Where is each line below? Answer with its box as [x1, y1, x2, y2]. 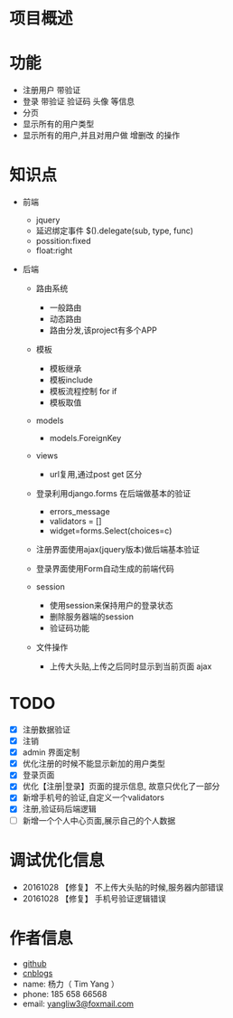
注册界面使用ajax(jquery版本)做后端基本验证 [35, 544, 200, 555]
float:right [35, 245, 73, 256]
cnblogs [22, 968, 53, 979]
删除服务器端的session [49, 611, 134, 622]
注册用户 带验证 [22, 85, 81, 96]
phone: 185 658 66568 [22, 989, 107, 1000]
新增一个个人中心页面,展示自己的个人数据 [22, 815, 176, 825]
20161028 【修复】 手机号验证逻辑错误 [22, 892, 167, 904]
